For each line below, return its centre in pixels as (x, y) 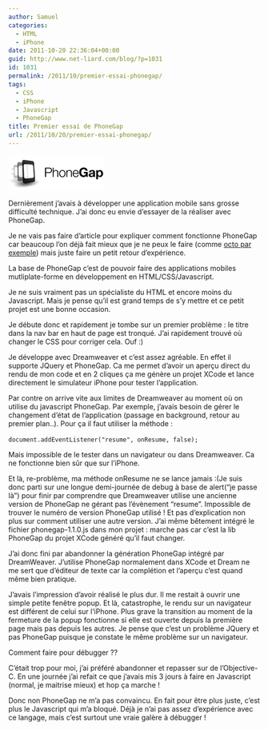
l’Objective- (239, 668)
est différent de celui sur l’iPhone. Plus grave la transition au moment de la (131, 611)
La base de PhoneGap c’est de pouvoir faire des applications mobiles (122, 268)
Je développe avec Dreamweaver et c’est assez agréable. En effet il (120, 357)
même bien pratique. (42, 579)
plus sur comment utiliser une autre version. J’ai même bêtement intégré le (131, 521)
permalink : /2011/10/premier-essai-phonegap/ (85, 76)
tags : (17, 84)
